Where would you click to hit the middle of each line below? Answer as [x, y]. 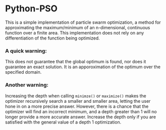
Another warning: [27, 85]
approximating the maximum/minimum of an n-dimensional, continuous [78, 27]
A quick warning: [26, 51]
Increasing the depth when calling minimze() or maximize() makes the [76, 96]
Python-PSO [31, 9]
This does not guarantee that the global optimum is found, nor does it [76, 62]
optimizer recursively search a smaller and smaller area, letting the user [78, 101]
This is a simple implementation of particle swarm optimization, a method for [83, 22]
